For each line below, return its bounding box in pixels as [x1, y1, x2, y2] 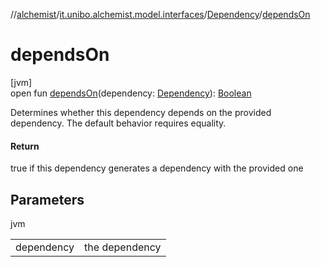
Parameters [10, 191, 85, 208]
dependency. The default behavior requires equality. [10, 117, 227, 129]
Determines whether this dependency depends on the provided [10, 106, 272, 118]
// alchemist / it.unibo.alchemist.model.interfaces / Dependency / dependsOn [10, 9, 311, 20]
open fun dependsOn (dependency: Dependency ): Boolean [10, 87, 252, 99]
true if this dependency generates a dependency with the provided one [10, 162, 304, 174]
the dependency [84, 240, 162, 254]
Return [10, 140, 40, 152]
